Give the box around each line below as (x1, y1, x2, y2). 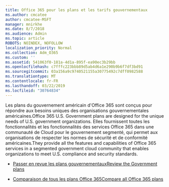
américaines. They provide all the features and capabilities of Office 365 (5, 140, 156, 146)
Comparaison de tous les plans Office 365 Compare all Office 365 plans (12, 176, 164, 182)
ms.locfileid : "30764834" (5, 88, 60, 93)
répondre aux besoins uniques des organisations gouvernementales (5, 108, 149, 114)
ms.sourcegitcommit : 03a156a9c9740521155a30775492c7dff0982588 (5, 69, 143, 74)
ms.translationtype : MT (5, 74, 56, 79)
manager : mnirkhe (5, 21, 43, 27)
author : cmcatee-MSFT (5, 17, 52, 22)
